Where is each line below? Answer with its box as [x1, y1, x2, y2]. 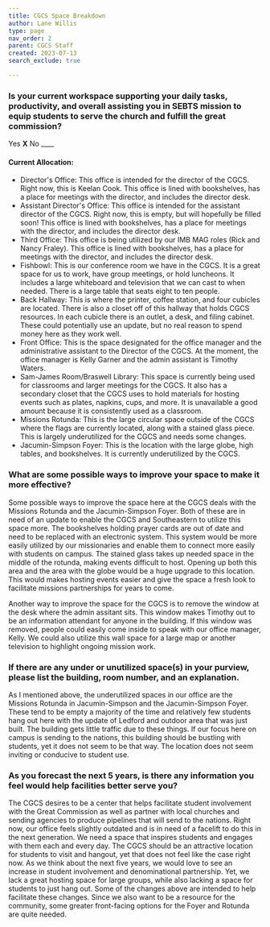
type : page [8, 27, 45, 35]
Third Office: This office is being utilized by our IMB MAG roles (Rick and [19, 235, 260, 245]
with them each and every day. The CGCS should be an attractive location [8, 841, 253, 850]
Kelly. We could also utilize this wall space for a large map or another [8, 633, 236, 643]
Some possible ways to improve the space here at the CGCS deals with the [8, 497, 256, 507]
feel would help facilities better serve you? [8, 780, 178, 791]
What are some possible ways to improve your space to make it [8, 469, 260, 480]
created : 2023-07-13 [8, 49, 78, 57]
